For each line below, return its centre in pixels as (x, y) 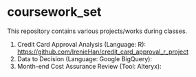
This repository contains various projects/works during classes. (97, 31)
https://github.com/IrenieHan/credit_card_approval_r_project (103, 52)
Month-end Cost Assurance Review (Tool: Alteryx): (89, 66)
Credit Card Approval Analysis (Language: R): (81, 44)
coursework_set (54, 12)
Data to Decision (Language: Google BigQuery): (85, 58)
